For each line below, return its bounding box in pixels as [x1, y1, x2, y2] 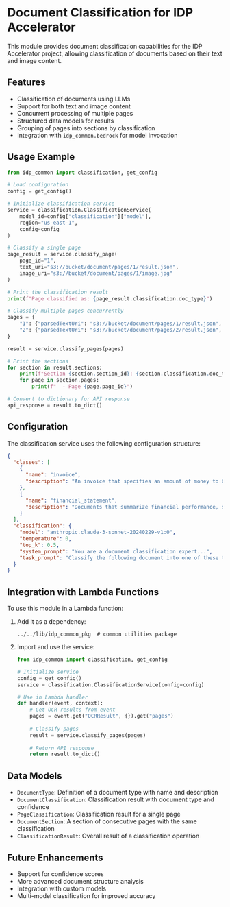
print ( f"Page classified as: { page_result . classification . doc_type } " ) [7, 295, 213, 302]
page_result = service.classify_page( [7, 251, 118, 258]
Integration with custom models [16, 884, 107, 893]
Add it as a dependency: [16, 618, 86, 626]
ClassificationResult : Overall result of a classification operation [16, 832, 200, 841]
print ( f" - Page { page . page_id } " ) [31, 383, 133, 390]
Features [7, 77, 46, 88]
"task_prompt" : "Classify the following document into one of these [19, 554, 219, 561]
